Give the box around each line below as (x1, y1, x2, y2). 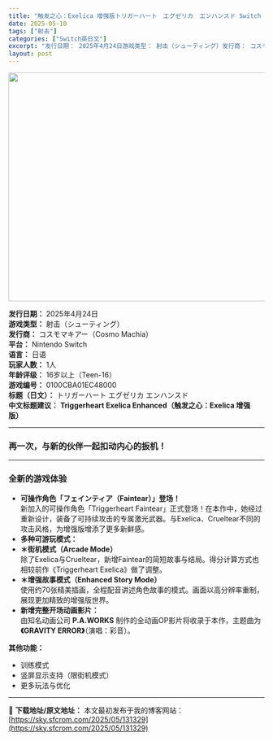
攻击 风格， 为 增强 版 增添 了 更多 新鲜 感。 (19, 524, 149, 534)
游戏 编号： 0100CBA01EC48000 (8, 380, 117, 390)
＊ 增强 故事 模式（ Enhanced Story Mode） (19, 574, 162, 584)
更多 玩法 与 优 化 (19, 680, 71, 690)
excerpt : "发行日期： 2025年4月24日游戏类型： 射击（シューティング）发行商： (8, 42, 247, 50)
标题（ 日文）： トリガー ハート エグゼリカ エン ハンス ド (8, 390, 189, 399)
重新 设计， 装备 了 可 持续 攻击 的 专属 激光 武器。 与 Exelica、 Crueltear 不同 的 (19, 513, 261, 523)
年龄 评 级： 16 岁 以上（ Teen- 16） (8, 370, 116, 379)
